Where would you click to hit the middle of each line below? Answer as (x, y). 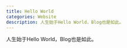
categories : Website (31, 17)
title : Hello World (30, 11)
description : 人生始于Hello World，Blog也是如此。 (65, 22)
